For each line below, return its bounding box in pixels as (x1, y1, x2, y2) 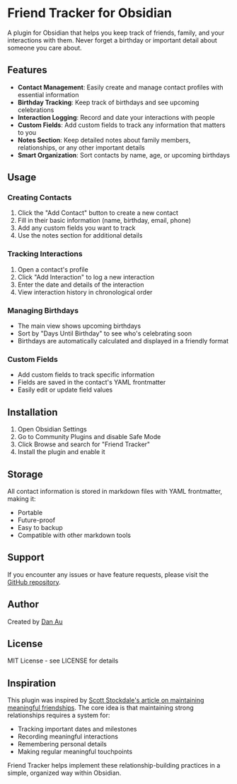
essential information (17, 90, 79, 99)
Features (7, 64, 47, 76)
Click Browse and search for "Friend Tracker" (17, 440, 151, 448)
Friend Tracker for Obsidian (7, 5, 172, 21)
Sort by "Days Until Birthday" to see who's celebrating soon (17, 329, 192, 338)
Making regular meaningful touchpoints (17, 747, 133, 756)
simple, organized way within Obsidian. (7, 768, 122, 778)
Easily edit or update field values (17, 385, 113, 394)
